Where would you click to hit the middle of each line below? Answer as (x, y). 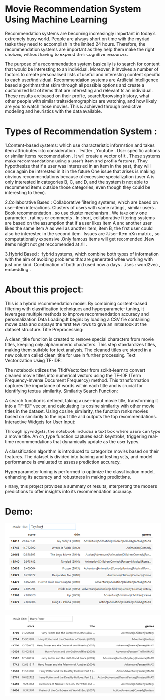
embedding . (18, 269)
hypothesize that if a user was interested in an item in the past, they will (78, 166)
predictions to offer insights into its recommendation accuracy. (69, 491)
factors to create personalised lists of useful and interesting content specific (83, 74)
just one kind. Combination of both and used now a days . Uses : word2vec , (83, 264)
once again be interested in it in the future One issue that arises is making (80, 171)
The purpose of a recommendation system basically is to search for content (82, 64)
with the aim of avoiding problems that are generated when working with (79, 259)
